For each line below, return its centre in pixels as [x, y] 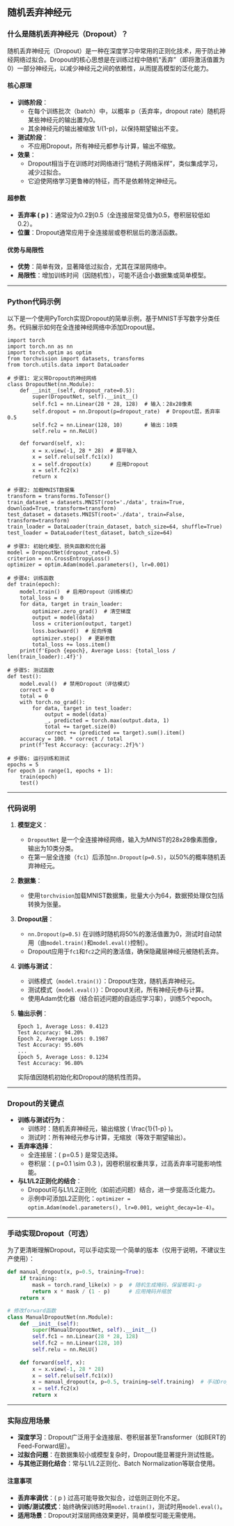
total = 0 [34, 696]
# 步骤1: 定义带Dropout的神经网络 [52, 378]
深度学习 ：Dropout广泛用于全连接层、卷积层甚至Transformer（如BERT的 [122, 1437]
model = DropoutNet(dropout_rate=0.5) [63, 552]
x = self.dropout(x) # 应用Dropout [91, 464]
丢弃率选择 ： [36, 1146]
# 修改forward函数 [32, 1311]
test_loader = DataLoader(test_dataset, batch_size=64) [90, 533]
